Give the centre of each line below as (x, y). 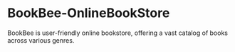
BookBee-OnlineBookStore (89, 13)
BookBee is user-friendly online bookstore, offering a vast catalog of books (117, 33)
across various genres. (41, 40)
